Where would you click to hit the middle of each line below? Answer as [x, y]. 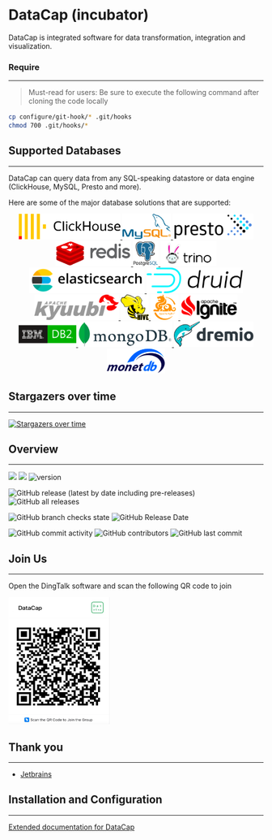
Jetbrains [36, 774]
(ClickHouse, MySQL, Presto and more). [75, 186]
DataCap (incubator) [79, 15]
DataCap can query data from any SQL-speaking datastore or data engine [132, 178]
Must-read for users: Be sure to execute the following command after [144, 93]
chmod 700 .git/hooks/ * [49, 126]
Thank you [36, 747]
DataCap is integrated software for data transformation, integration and [127, 37]
